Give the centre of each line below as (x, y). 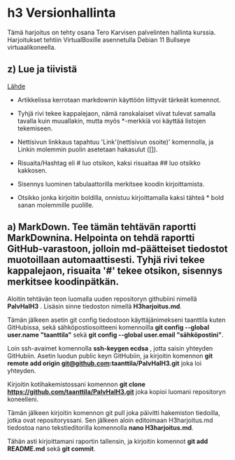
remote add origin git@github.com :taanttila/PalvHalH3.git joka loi (104, 363)
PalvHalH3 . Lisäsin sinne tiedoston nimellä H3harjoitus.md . (94, 306)
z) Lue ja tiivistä (42, 69)
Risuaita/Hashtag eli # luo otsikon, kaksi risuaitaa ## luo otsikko (109, 163)
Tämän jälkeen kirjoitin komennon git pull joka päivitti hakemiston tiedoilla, (114, 412)
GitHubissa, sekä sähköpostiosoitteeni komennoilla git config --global (108, 327)
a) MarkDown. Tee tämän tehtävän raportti (102, 227)
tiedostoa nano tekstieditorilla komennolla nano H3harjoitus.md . (100, 427)
